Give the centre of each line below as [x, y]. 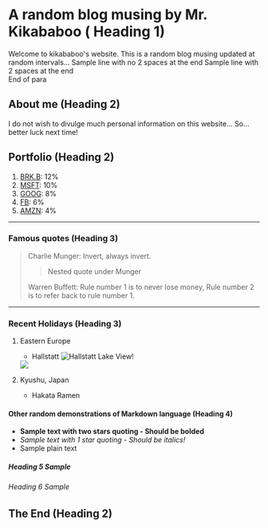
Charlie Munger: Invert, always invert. [89, 256]
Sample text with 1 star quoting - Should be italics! [102, 440]
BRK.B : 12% [39, 177]
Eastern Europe [45, 341]
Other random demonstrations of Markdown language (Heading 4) [121, 414]
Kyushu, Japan [44, 380]
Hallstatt [45, 356]
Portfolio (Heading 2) [61, 157]
